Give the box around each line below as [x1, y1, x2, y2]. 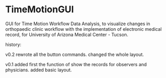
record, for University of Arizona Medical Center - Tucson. [5, 31, 129, 37]
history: [5, 41, 22, 47]
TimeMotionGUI [5, 4, 74, 15]
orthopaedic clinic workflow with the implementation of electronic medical [5, 26, 162, 32]
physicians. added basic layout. [5, 67, 72, 73]
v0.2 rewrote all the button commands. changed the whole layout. [5, 51, 144, 57]
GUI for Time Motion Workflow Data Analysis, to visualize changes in [5, 21, 150, 27]
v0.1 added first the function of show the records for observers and [5, 61, 147, 67]
